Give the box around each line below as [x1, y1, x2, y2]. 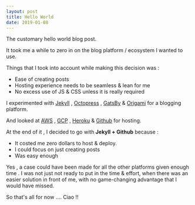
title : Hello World [6, 14, 54, 20]
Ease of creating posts [14, 76, 69, 83]
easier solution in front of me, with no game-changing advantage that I [6, 176, 177, 183]
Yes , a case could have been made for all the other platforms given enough [6, 163, 190, 170]
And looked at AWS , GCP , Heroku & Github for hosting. [6, 117, 142, 124]
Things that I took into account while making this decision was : [6, 64, 160, 71]
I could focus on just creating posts [14, 146, 100, 153]
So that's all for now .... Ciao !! [6, 194, 79, 201]
